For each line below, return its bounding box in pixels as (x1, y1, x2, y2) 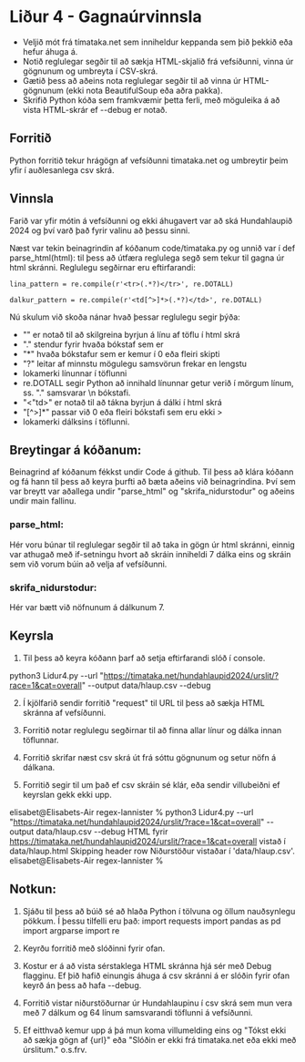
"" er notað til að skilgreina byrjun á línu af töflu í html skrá (22, 329, 240, 340)
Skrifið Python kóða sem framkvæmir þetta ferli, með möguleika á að (22, 94, 280, 106)
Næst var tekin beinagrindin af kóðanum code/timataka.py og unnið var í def (9, 242, 296, 253)
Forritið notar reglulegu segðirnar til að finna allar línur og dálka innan (22, 724, 282, 735)
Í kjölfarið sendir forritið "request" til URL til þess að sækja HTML (22, 697, 266, 708)
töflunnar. (22, 734, 59, 745)
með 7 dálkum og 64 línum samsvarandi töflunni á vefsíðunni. (22, 1006, 253, 1017)
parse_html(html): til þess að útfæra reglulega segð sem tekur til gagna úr (9, 252, 285, 263)
